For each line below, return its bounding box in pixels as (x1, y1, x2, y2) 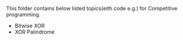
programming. (6, 11, 41, 18)
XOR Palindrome (14, 28, 55, 35)
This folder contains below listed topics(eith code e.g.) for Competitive (6, 5, 178, 12)
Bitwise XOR (14, 23, 45, 29)
